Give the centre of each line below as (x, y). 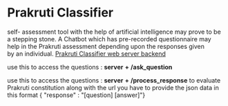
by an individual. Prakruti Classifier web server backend (86, 54)
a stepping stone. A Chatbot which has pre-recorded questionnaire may (110, 39)
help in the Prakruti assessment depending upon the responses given (106, 46)
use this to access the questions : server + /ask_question (90, 67)
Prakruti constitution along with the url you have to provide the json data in (113, 87)
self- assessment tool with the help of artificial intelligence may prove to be (114, 32)
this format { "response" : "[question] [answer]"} (76, 95)
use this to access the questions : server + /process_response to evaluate (114, 80)
